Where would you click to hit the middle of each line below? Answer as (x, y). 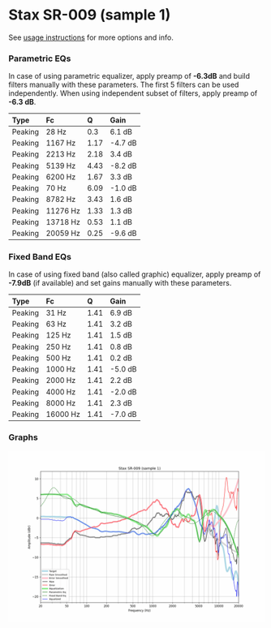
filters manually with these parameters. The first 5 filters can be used (124, 85)
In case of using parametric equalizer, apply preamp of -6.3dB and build (129, 76)
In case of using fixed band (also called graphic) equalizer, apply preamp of (135, 274)
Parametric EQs (40, 58)
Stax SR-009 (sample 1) (90, 15)
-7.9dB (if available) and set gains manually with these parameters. (120, 283)
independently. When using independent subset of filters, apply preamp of (133, 93)
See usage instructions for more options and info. (91, 37)
